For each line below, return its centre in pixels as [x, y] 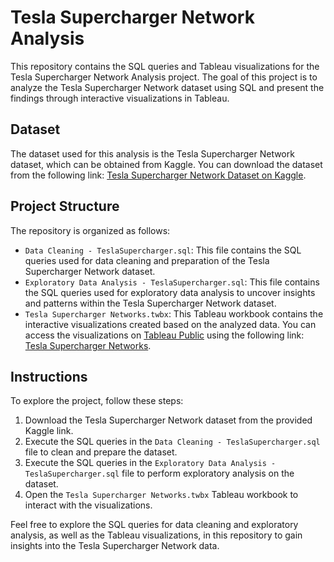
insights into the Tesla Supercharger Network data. [115, 546]
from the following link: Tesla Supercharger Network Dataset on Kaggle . [158, 175]
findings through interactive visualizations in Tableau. [120, 98]
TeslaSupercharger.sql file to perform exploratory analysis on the [159, 473]
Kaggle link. [49, 431]
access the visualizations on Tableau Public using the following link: [164, 335]
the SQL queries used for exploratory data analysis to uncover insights [170, 292]
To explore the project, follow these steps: [97, 401]
